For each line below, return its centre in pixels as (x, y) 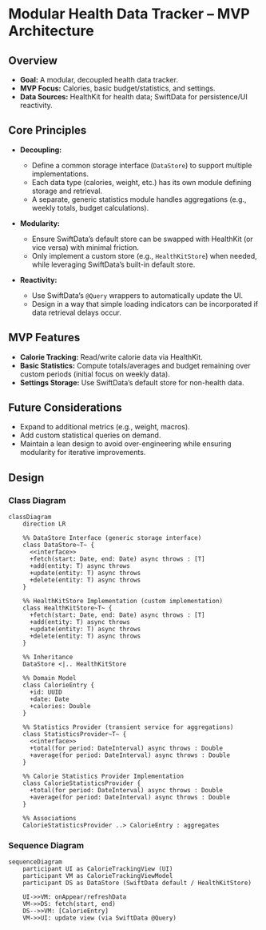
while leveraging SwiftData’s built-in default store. (113, 264)
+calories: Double (60, 707)
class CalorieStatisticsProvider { (82, 783)
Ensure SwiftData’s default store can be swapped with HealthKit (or (142, 239)
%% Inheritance (48, 658)
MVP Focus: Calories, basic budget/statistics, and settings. (117, 88)
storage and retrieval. (67, 191)
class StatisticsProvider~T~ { (75, 735)
